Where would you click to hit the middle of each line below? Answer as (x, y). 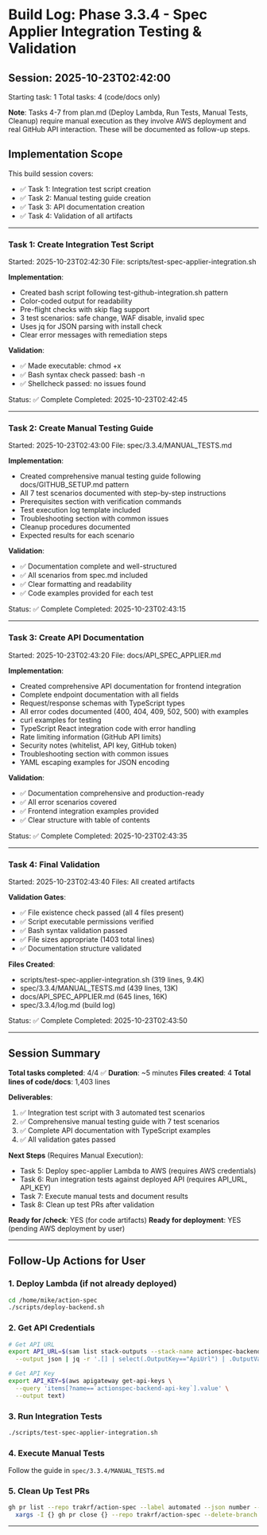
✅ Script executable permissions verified (87, 922)
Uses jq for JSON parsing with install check (91, 326)
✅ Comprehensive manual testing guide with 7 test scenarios (120, 1121)
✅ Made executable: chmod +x (70, 366)
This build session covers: (51, 174)
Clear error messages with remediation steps (93, 335)
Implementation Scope (66, 154)
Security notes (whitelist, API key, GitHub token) (98, 745)
